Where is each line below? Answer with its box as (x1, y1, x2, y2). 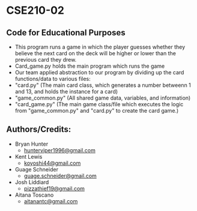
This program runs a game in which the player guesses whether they (14, 43, 186, 50)
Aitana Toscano (14, 191, 54, 198)
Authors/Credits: (6, 124, 71, 135)
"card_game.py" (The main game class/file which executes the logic (14, 101, 184, 108)
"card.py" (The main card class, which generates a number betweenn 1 (14, 82, 191, 89)
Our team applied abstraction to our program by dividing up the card (14, 69, 184, 76)
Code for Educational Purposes (6, 28, 126, 38)
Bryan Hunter (14, 140, 49, 147)
